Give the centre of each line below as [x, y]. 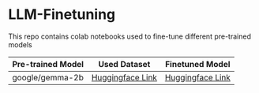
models [21, 44]
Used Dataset [124, 64]
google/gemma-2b [48, 77]
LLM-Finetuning [62, 15]
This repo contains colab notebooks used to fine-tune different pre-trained [129, 36]
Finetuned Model [197, 64]
